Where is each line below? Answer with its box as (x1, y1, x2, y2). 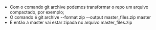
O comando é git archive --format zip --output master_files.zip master (9, 15, 151, 20)
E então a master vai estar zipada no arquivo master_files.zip (9, 19, 133, 25)
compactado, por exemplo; (9, 9, 65, 15)
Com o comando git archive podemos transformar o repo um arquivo (9, 4, 149, 10)
